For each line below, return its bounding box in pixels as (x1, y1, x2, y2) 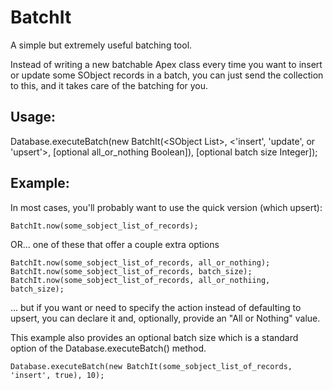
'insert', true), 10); (10, 370, 105, 380)
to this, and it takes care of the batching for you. (10, 79, 209, 91)
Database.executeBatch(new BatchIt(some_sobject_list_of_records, (10, 361, 293, 371)
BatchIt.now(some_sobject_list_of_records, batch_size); (10, 266, 253, 276)
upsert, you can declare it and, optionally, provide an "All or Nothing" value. (10, 312, 321, 324)
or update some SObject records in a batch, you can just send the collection (10, 69, 324, 81)
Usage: (10, 109, 57, 126)
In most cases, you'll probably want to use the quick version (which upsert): (10, 201, 323, 213)
